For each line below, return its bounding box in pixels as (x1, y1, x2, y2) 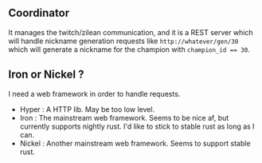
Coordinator (8, 6, 70, 20)
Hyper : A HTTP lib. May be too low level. (19, 104, 155, 114)
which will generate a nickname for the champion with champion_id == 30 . (8, 44, 251, 54)
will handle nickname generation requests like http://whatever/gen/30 (8, 36, 239, 46)
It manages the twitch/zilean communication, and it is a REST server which (8, 27, 253, 37)
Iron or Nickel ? (8, 68, 84, 81)
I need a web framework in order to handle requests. (8, 89, 181, 98)
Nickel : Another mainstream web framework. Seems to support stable (19, 138, 251, 148)
